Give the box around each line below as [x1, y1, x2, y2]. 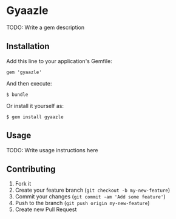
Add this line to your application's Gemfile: [6, 57, 112, 64]
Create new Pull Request [15, 206, 77, 213]
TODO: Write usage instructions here [6, 146, 98, 153]
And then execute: [6, 79, 52, 87]
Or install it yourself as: [6, 102, 64, 109]
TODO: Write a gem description [6, 24, 85, 31]
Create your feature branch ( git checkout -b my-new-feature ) [15, 186, 171, 194]
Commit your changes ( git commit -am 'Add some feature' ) [15, 193, 166, 200]
